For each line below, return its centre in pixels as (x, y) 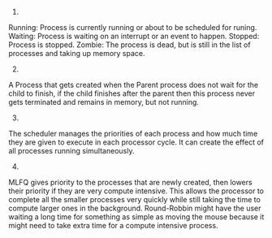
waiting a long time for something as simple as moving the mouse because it (136, 217)
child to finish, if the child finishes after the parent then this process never (132, 93)
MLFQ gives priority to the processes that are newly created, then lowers (131, 182)
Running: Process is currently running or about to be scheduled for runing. (133, 27)
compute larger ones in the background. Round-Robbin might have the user (135, 208)
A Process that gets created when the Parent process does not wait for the (133, 85)
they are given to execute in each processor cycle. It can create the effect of (136, 142)
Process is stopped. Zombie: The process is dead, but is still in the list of (130, 45)
